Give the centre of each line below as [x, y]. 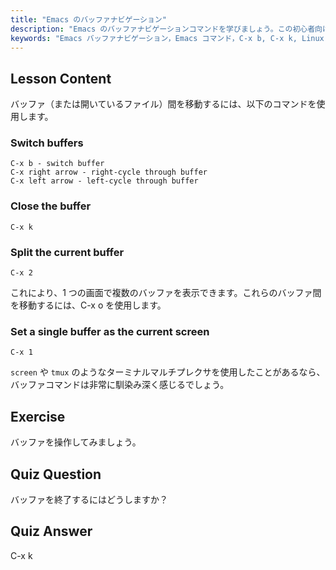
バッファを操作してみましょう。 [76, 442]
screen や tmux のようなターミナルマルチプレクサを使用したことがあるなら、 [168, 372]
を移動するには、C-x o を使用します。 [88, 305]
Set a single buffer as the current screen [110, 331]
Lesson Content [61, 78]
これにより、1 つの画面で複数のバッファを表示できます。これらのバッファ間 [166, 293]
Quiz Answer [51, 531]
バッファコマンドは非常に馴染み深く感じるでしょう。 [120, 385]
